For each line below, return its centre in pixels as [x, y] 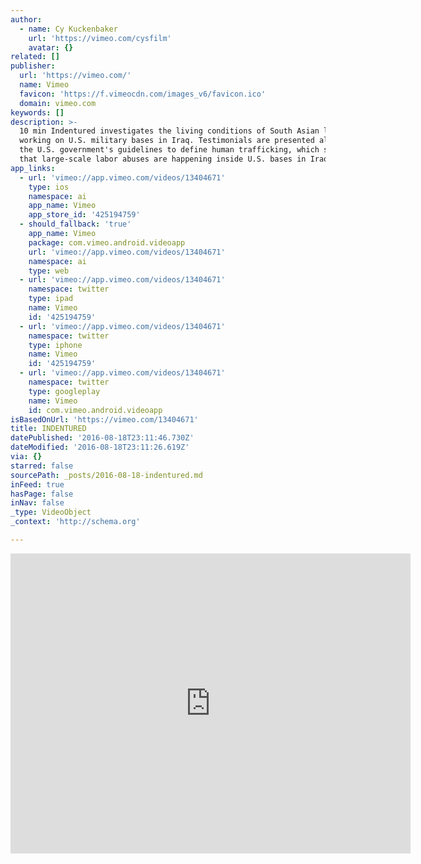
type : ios [49, 187]
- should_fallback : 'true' [75, 224]
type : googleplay [64, 391]
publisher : [33, 66]
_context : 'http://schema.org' [75, 522]
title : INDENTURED [48, 429]
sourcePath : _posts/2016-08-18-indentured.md [106, 475]
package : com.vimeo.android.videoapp [107, 242]
